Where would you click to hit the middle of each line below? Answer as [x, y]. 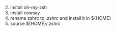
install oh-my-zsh [28, 7]
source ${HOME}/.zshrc [35, 23]
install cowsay [25, 13]
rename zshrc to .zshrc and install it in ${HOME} [61, 18]
